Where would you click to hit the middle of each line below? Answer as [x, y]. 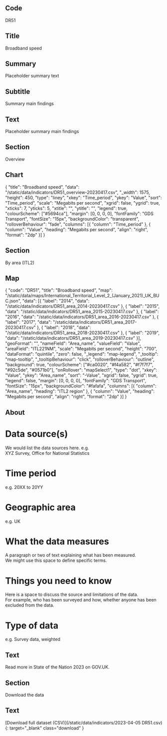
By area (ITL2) [20, 263]
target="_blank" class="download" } [47, 728]
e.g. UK [13, 521]
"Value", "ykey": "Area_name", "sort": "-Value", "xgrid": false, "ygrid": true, [82, 375]
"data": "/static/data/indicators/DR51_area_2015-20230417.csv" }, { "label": [82, 312]
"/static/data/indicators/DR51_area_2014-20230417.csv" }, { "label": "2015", [82, 306]
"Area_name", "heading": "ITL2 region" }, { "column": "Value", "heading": [80, 391]
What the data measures [57, 541]
